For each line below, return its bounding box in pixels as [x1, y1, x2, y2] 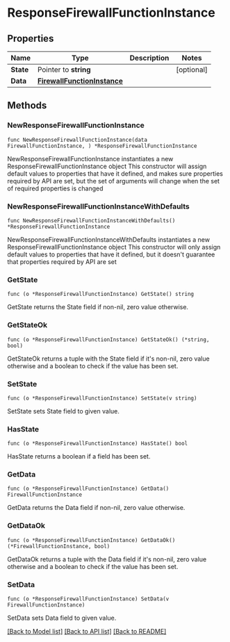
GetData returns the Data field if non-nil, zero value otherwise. [7, 504, 186, 512]
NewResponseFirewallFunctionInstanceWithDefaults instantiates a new [7, 235, 211, 244]
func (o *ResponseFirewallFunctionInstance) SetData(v [7, 595, 170, 602]
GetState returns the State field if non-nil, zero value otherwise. [7, 303, 189, 311]
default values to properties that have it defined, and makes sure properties [7, 169, 224, 178]
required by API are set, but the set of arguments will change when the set [7, 176, 220, 185]
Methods [7, 99, 47, 112]
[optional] [176, 65, 208, 74]
